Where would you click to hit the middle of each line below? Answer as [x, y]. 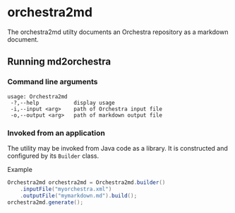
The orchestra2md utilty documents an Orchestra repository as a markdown [118, 32]
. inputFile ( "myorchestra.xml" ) [66, 189]
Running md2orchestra [59, 62]
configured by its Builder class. [53, 156]
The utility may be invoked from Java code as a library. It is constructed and [117, 148]
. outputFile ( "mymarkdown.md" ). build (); [79, 195]
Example [20, 169]
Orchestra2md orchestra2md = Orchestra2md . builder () [86, 182]
